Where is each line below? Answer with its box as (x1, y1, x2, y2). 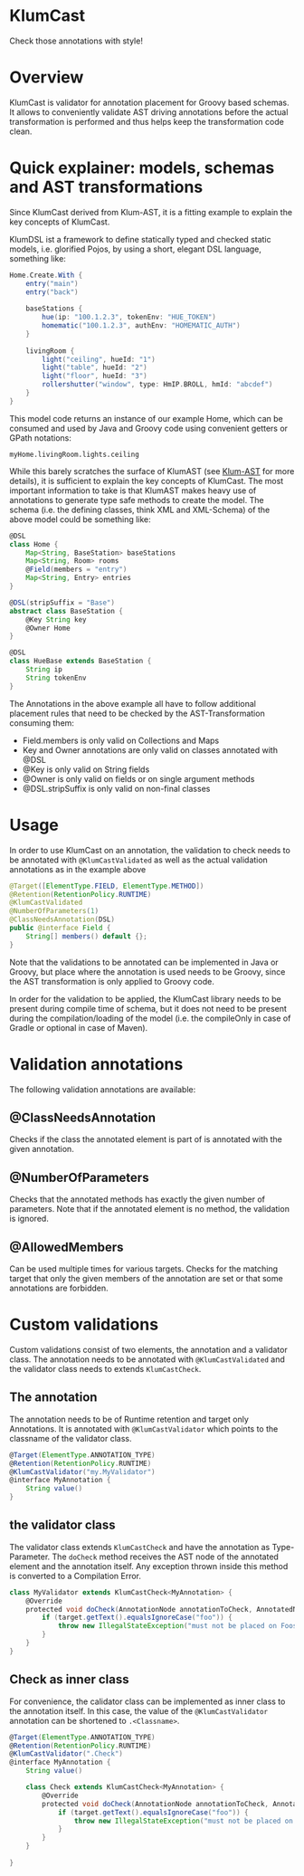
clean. (9, 126, 33, 137)
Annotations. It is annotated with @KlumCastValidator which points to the (9, 1423, 279, 1434)
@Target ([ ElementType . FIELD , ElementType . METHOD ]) (9, 881, 204, 890)
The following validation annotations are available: (9, 1083, 196, 1095)
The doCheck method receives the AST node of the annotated (52, 1551, 279, 1562)
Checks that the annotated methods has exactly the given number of (9, 1194, 265, 1205)
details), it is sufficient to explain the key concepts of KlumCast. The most (9, 475, 284, 486)
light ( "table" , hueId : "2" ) (42, 363, 147, 372)
